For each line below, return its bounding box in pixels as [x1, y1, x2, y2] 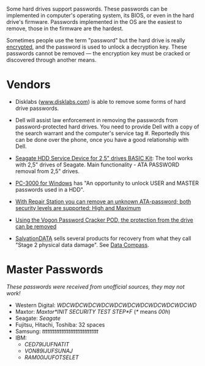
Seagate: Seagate [15, 314, 61, 322]
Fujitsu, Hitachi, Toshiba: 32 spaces [15, 321, 105, 328]
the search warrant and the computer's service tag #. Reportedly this [15, 129, 190, 137]
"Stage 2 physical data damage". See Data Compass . [15, 241, 149, 248]
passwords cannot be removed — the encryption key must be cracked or [6, 50, 191, 57]
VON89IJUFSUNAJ [24, 347, 73, 354]
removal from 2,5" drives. [15, 167, 80, 174]
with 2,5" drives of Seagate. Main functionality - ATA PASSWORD [15, 161, 179, 168]
